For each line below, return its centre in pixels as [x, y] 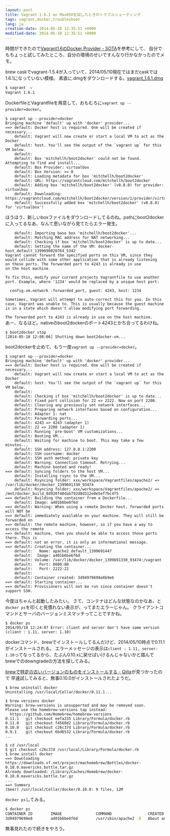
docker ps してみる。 [27, 799]
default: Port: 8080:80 [42, 564]
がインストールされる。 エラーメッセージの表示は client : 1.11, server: [82, 648]
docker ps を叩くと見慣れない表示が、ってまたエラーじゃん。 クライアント [82, 607]
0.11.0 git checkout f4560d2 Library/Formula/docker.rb [68, 723]
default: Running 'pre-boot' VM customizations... [69, 431]
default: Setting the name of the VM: [55, 246]
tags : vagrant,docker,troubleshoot [43, 19]
